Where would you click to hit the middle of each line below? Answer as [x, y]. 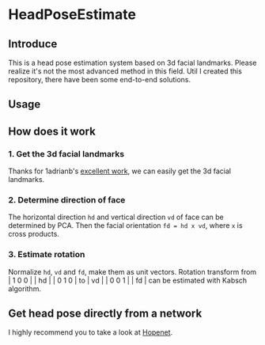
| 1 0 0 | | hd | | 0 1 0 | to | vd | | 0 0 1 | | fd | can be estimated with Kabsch [128, 280]
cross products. [34, 234]
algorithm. [25, 288]
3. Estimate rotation [47, 255]
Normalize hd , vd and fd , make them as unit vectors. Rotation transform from [132, 271]
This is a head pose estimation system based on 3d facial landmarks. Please [132, 63]
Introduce [33, 44]
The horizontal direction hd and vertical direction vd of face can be [116, 217]
